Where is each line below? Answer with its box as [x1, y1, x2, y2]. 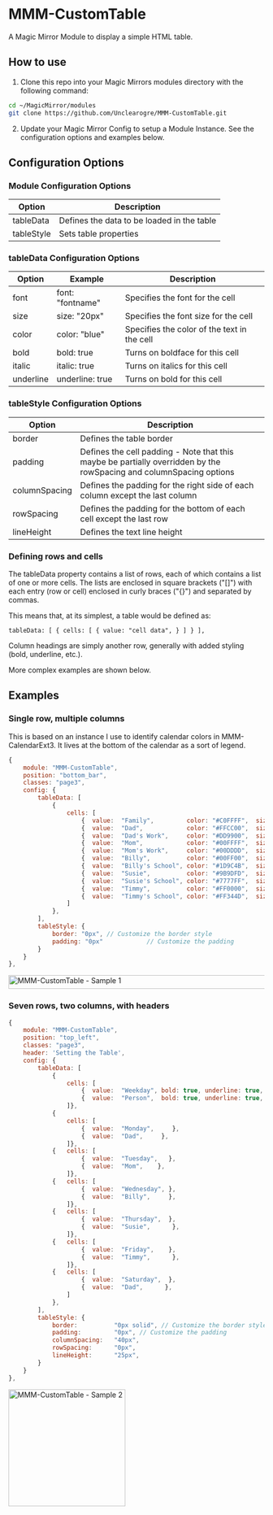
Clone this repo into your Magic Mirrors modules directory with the [19, 76, 244, 86]
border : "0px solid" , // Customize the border [51, 1321, 245, 1330]
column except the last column [80, 490, 197, 501]
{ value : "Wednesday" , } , [80, 1185, 176, 1193]
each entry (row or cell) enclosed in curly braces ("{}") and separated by [8, 586, 252, 596]
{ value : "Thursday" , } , [80, 1215, 176, 1224]
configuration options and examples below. [19, 132, 165, 142]
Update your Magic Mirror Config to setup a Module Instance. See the [19, 124, 254, 133]
